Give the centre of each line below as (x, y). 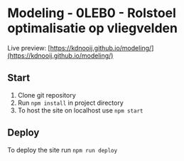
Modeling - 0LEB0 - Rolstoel (92, 13)
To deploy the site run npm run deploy (63, 150)
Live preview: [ (29, 48)
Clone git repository (47, 95)
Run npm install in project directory (71, 103)
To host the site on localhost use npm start (80, 110)
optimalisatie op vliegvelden (92, 28)
